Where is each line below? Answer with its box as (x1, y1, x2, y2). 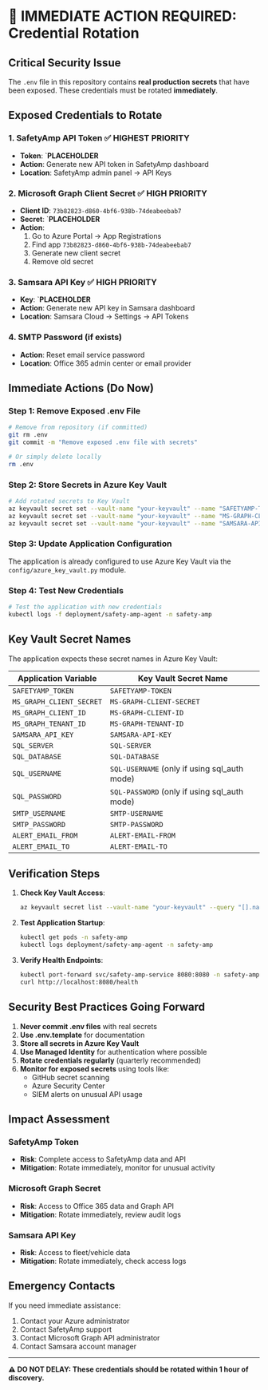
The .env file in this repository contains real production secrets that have (8, 77, 250, 86)
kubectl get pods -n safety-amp (19, 933, 128, 941)
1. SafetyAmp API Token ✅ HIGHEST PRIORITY (8, 133, 190, 144)
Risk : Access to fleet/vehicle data (19, 1247, 131, 1257)
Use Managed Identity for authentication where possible (19, 1047, 207, 1056)
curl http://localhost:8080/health (19, 978, 139, 986)
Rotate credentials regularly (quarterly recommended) (19, 1055, 202, 1065)
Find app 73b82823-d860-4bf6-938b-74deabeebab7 (31, 240, 191, 249)
